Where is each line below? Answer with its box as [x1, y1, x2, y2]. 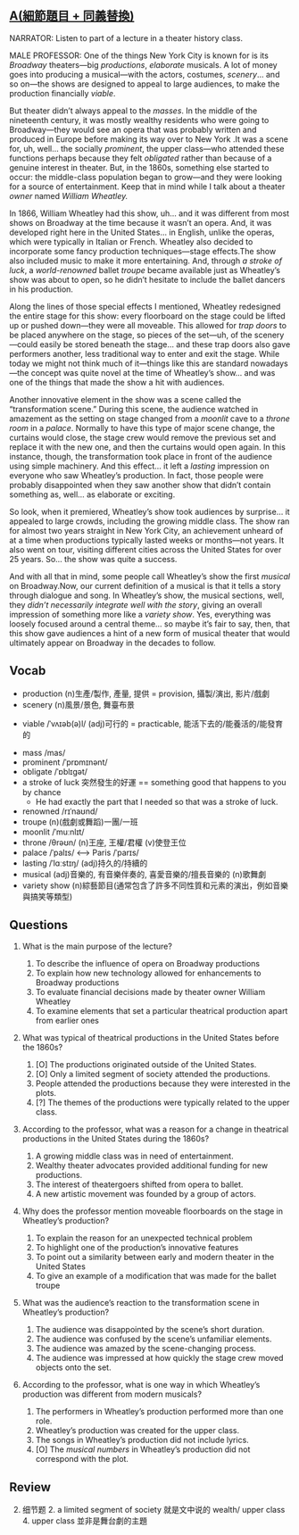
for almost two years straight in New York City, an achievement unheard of [9, 525, 284, 535]
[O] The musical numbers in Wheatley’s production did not [35, 1444, 251, 1455]
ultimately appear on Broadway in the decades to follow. [9, 637, 216, 648]
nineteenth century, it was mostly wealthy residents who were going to [9, 114, 270, 125]
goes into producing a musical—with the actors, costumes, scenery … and [9, 69, 280, 79]
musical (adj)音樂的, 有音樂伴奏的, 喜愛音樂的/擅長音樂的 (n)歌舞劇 [21, 868, 266, 879]
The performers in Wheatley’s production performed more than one [35, 1406, 284, 1417]
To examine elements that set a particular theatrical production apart [35, 1006, 288, 1016]
